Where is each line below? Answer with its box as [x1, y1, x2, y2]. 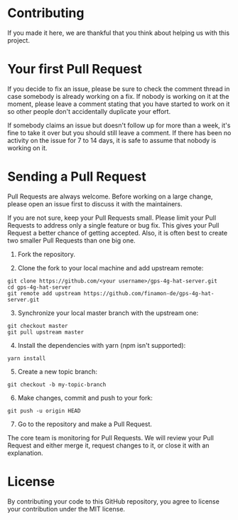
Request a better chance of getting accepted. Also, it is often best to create [7, 228, 228, 237]
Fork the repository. [17, 250, 76, 258]
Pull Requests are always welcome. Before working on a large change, [7, 192, 213, 201]
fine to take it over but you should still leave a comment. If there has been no [7, 128, 232, 137]
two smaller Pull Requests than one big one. [7, 236, 136, 245]
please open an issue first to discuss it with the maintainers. [7, 199, 183, 208]
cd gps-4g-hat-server [7, 283, 72, 291]
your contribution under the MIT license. [7, 504, 126, 513]
